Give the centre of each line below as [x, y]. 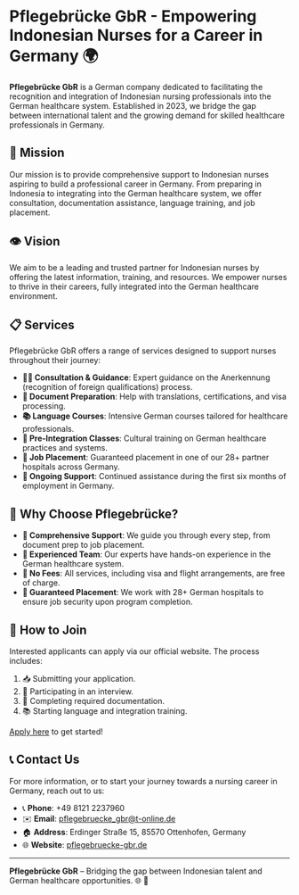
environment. [33, 295]
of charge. [41, 583]
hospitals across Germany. [71, 467]
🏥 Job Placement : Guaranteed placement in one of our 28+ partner [145, 458]
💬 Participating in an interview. [77, 692]
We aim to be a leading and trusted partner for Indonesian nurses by [134, 267]
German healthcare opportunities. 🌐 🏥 [79, 880]
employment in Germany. [68, 486]
